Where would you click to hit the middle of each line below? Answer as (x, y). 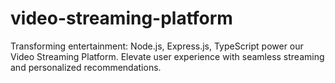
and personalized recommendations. (86, 67)
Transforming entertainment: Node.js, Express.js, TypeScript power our (157, 46)
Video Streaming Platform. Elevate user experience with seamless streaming (167, 56)
